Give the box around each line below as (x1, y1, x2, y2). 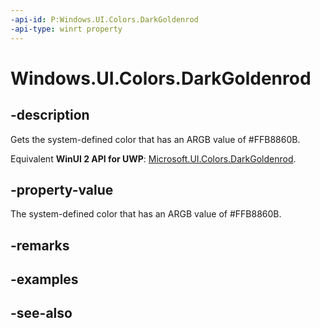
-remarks (10, 237, 70, 254)
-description (10, 107, 90, 124)
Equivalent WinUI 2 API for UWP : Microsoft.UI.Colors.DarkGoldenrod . (10, 152, 297, 165)
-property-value (10, 181, 114, 198)
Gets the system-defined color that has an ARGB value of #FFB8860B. (10, 133, 301, 145)
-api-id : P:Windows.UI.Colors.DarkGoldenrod (10, 14, 199, 25)
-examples (10, 271, 79, 288)
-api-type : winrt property (10, 24, 123, 34)
